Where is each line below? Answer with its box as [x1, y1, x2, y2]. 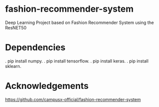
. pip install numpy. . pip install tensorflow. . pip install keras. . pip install [5, 58, 149, 64]
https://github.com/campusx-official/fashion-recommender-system [5, 96, 141, 102]
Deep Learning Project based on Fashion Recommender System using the [5, 20, 154, 25]
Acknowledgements [5, 81, 89, 91]
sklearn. [5, 63, 22, 69]
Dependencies [5, 42, 66, 53]
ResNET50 [5, 24, 27, 30]
